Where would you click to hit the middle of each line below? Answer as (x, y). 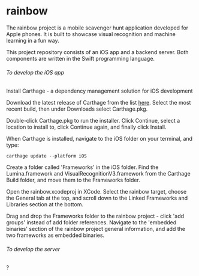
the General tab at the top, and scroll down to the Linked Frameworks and (97, 198)
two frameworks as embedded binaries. (55, 235)
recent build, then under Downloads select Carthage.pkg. (77, 109)
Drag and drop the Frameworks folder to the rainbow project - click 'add (95, 216)
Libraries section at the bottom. (45, 204)
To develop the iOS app (35, 72)
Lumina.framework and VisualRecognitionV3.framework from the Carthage (98, 174)
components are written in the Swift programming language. (80, 58)
